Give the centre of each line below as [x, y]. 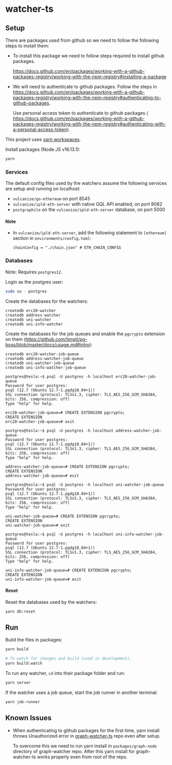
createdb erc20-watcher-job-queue [42, 354]
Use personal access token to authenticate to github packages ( [80, 113]
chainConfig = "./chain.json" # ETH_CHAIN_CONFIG [67, 248]
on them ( [15, 339]
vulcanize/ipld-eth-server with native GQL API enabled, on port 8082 [88, 204]
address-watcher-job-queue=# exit [42, 476]
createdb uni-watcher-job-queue [40, 363]
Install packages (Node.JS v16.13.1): [43, 149]
